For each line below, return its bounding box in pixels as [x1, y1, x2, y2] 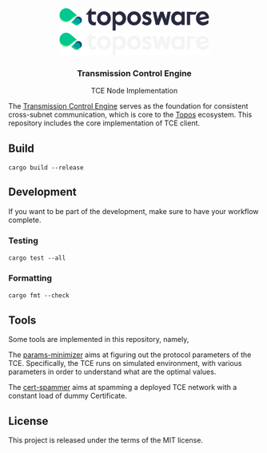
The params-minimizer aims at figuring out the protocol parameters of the [8, 350, 252, 360]
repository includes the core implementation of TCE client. [8, 118, 201, 128]
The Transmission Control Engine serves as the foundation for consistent [8, 101, 249, 111]
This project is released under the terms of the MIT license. [8, 435, 204, 445]
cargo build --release [8, 164, 84, 172]
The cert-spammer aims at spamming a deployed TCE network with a [8, 383, 237, 392]
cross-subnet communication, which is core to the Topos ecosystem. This [8, 110, 253, 120]
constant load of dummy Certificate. [8, 391, 128, 401]
